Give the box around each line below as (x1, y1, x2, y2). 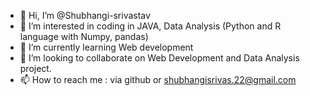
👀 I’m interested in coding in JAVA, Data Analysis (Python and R (19, 20, 282, 32)
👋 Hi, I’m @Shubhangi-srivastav (19, 10, 151, 21)
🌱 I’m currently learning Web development (19, 41, 194, 53)
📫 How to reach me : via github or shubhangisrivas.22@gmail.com (19, 74, 297, 85)
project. (19, 63, 52, 74)
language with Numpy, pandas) (19, 31, 149, 42)
